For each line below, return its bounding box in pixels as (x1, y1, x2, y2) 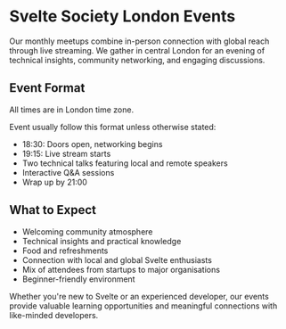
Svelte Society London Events (9, 6, 236, 27)
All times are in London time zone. (9, 104, 135, 115)
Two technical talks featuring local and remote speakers (21, 158, 229, 169)
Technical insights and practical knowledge (21, 235, 182, 246)
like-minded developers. (9, 309, 99, 320)
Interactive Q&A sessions (21, 167, 115, 177)
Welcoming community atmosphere (21, 226, 153, 237)
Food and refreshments (21, 245, 109, 256)
